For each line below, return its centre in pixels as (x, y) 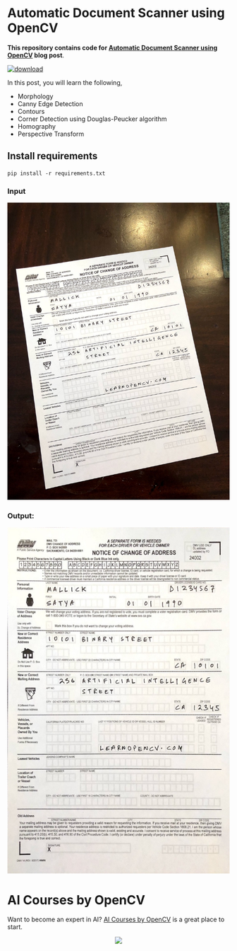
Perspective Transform (51, 134)
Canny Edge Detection (50, 103)
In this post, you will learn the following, (65, 82)
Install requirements (53, 156)
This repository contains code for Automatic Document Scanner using (113, 47)
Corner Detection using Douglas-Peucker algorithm (92, 119)
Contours (31, 111)
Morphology (35, 96)
